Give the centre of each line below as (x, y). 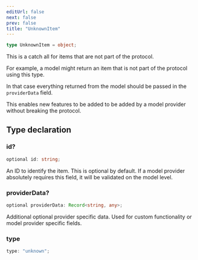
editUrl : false (25, 12)
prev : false (21, 23)
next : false (21, 17)
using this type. (25, 75)
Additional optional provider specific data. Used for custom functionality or (99, 217)
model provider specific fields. (44, 223)
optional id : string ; (34, 159)
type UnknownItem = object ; (42, 45)
